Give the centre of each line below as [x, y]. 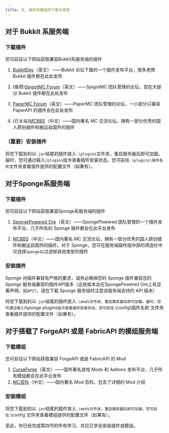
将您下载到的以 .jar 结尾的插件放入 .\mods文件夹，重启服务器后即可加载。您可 [79, 408]
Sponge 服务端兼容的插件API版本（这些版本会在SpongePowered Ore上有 [81, 284]
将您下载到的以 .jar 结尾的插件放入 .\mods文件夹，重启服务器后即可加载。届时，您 [83, 301]
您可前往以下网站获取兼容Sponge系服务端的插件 [55, 211]
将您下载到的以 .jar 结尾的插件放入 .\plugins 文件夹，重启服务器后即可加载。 [84, 153]
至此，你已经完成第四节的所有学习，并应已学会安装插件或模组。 [71, 425]
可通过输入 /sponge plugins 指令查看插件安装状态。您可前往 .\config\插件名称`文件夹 [84, 307]
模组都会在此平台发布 [39, 376]
